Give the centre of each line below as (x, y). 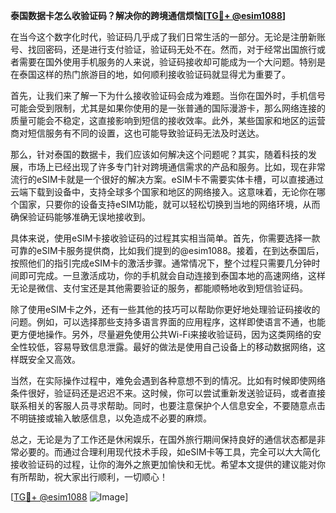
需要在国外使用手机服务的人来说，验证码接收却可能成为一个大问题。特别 (167, 62)
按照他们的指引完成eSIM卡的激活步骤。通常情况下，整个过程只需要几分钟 (161, 263)
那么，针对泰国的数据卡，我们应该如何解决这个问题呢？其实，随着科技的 (159, 154)
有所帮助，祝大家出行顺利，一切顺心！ (89, 477)
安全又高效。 (54, 359)
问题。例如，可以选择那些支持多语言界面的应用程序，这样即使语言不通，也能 (168, 322)
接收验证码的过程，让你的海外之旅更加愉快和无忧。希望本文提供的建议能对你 (168, 464)
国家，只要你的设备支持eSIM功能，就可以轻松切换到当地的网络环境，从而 (169, 204)
